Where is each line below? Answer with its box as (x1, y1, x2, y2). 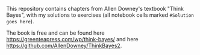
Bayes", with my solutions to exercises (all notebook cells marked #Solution (6, 11, 194, 19)
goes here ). (6, 18, 34, 25)
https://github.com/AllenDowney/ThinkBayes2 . (6, 42, 122, 49)
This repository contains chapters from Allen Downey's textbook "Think (6, 5, 184, 12)
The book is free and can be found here (6, 29, 105, 36)
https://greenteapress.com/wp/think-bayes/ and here (6, 36, 139, 42)
